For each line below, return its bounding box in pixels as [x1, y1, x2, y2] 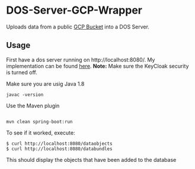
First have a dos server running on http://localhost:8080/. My [6, 56, 155, 63]
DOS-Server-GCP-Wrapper [6, 4, 142, 17]
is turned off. [6, 69, 37, 76]
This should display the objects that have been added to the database [6, 156, 177, 163]
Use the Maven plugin [6, 102, 60, 109]
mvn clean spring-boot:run [6, 119, 73, 125]
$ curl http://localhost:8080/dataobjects [6, 141, 113, 146]
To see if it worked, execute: [6, 129, 75, 136]
